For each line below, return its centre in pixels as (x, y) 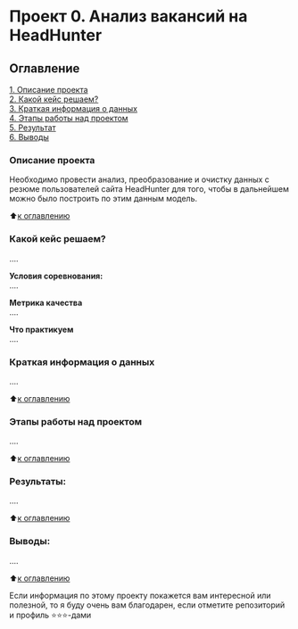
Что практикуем (41, 329)
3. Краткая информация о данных (74, 108)
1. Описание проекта (49, 90)
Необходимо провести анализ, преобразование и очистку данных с (140, 179)
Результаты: (38, 482)
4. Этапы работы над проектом (69, 118)
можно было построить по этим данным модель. (103, 199)
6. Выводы (29, 137)
